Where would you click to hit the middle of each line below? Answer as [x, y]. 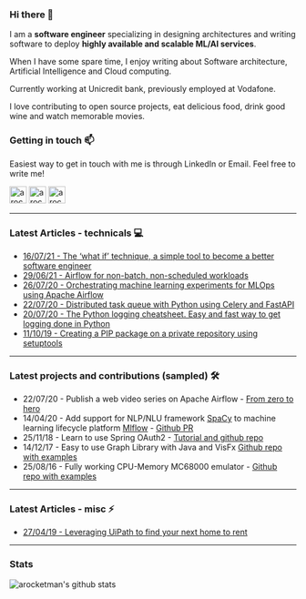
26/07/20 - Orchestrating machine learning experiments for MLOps [148, 285]
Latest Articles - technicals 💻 [76, 233]
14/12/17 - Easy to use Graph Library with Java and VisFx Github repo [152, 447]
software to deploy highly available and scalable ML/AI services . [133, 44]
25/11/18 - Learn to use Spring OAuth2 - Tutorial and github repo [143, 438]
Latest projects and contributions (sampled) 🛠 [115, 375]
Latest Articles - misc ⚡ [62, 509]
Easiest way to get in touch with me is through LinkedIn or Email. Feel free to [153, 164]
